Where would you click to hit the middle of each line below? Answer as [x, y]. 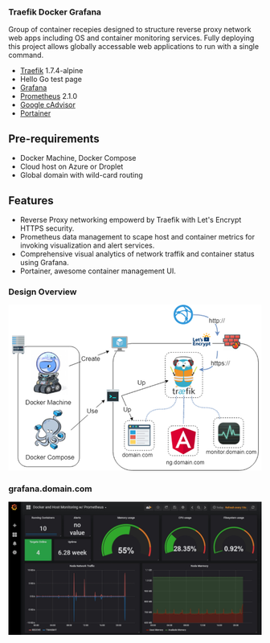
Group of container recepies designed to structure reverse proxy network [130, 30]
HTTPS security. [47, 228]
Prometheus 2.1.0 [49, 96]
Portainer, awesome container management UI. [98, 271]
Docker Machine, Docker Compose [78, 158]
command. [26, 55]
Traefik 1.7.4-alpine [51, 71]
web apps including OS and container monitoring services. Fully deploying [131, 38]
